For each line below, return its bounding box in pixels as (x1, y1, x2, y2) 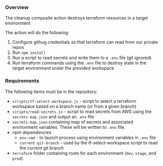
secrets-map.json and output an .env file (12, 114, 94, 119)
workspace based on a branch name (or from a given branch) (12, 103, 137, 109)
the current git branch (19, 145, 64, 151)
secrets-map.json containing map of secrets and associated (12, 119, 134, 125)
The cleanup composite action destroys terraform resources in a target (5, 15, 148, 21)
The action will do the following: (5, 30, 70, 36)
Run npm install (12, 49, 46, 55)
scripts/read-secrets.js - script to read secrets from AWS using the (12, 108, 152, 114)
